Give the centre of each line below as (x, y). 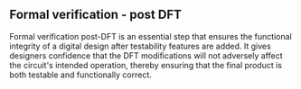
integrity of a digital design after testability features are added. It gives (140, 46)
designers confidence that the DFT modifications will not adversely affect (146, 55)
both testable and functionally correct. (80, 75)
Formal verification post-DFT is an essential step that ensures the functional (150, 36)
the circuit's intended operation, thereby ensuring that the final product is (146, 65)
